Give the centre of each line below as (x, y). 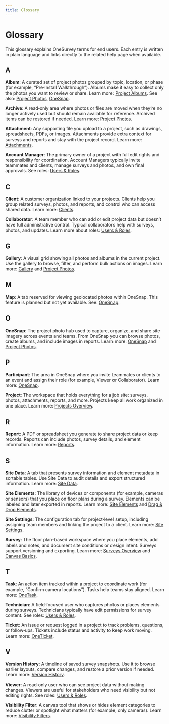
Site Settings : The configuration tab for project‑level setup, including (77, 519)
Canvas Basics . (21, 556)
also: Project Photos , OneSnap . (38, 99)
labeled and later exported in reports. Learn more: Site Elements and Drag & (84, 504)
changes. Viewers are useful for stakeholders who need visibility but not (80, 690)
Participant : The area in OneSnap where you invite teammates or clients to (83, 375)
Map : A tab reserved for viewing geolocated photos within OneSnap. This (81, 297)
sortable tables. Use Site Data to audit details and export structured (75, 478)
